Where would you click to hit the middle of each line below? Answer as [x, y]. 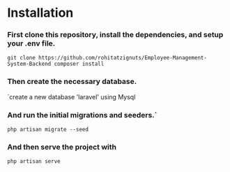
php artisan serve [34, 162]
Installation [40, 13]
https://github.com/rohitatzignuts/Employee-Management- [123, 58]
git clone [22, 58]
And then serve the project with [62, 147]
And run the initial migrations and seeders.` [82, 115]
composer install [79, 64]
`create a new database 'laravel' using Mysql [71, 96]
